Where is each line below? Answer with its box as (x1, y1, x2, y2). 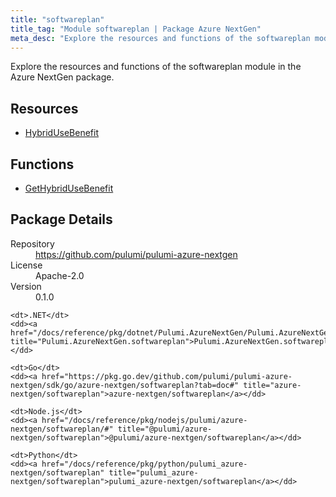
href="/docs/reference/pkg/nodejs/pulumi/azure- (41, 415, 248, 425)
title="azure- (243, 380, 302, 390)
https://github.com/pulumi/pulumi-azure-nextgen (35, 248, 238, 260)
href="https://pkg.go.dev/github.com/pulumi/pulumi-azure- (41, 371, 293, 381)
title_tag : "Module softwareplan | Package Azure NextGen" (10, 24, 262, 34)
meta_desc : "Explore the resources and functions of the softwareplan (10, 33, 311, 43)
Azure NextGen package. (10, 71, 115, 83)
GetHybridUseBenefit (24, 182, 114, 194)
